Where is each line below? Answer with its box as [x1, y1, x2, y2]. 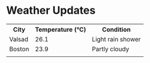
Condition [101, 25, 131, 34]
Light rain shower [92, 35, 141, 43]
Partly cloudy [92, 44, 130, 53]
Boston [9, 44, 29, 53]
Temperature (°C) [35, 25, 86, 34]
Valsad [9, 35, 29, 43]
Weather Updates [6, 4, 96, 17]
